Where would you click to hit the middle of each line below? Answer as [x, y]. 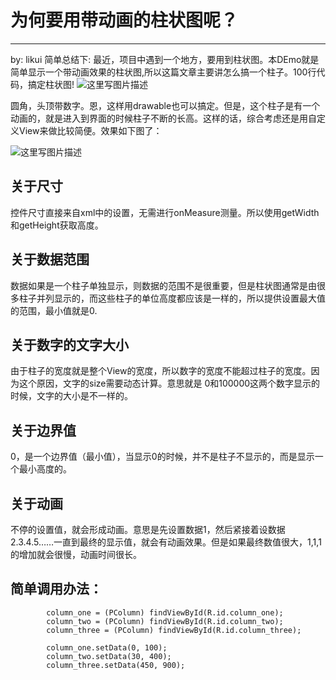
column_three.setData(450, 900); [116, 665]
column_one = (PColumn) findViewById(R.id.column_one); [165, 612]
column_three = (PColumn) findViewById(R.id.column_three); [174, 630]
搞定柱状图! [51, 84]
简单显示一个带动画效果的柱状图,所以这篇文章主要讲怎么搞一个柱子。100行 [163, 72]
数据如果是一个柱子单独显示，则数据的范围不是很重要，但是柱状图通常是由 [163, 285]
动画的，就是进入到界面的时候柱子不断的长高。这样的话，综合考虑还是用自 [163, 118]
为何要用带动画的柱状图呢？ [124, 20]
